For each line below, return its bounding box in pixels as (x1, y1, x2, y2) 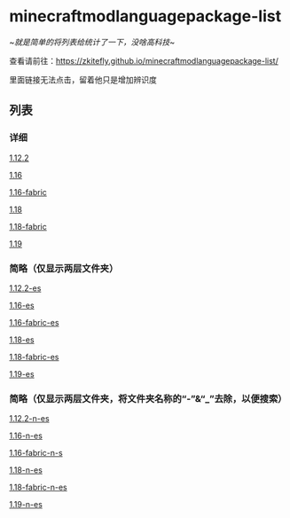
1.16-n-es (9, 430, 43, 441)
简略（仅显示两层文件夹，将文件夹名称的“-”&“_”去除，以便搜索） (9, 392, 287, 404)
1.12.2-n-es (9, 413, 51, 424)
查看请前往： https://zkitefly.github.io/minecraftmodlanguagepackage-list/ (9, 55, 279, 66)
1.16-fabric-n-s (9, 448, 64, 459)
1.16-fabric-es (9, 317, 59, 327)
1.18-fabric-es (9, 351, 59, 362)
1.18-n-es (9, 465, 43, 475)
